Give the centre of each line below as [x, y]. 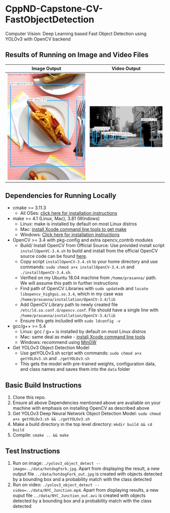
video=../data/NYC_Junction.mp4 [47, 490]
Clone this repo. [29, 398]
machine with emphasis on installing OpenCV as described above [81, 408]
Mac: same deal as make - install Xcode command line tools [83, 337]
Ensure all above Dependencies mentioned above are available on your [87, 403]
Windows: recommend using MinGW [58, 342]
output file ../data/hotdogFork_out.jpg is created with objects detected [88, 473]
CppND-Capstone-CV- [54, 9]
